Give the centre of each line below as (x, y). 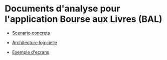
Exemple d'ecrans (31, 52)
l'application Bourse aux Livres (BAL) (83, 19)
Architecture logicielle (35, 42)
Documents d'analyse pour (62, 9)
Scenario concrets (31, 33)
